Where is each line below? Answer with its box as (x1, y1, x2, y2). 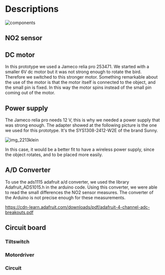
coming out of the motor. (5, 90, 55, 96)
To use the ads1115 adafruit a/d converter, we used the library (5, 179, 129, 185)
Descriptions (5, 3, 59, 15)
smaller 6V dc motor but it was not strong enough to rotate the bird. (5, 69, 142, 75)
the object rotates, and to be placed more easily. (5, 151, 103, 158)
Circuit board (5, 223, 46, 232)
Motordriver (5, 251, 34, 258)
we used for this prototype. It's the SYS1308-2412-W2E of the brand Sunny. (5, 127, 158, 133)
